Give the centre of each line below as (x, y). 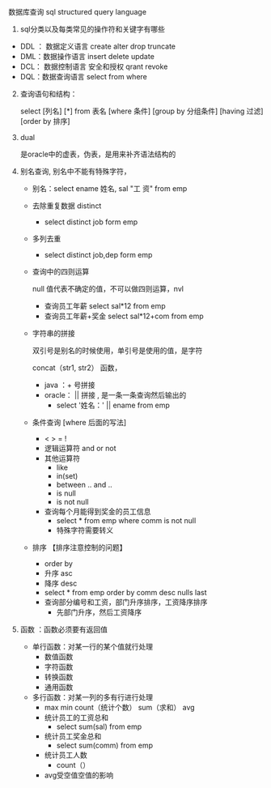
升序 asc (58, 573)
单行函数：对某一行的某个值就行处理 (93, 647)
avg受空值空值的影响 (79, 775)
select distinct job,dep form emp (98, 255)
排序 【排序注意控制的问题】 (79, 547)
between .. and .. (85, 485)
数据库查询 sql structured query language (78, 12)
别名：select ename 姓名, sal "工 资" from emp (110, 188)
